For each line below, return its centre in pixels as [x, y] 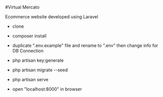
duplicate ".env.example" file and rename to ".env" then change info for [85, 46]
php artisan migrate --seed [40, 70]
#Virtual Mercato [22, 7]
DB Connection [28, 51]
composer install [29, 36]
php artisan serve [30, 79]
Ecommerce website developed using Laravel [52, 17]
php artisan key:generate [38, 60]
